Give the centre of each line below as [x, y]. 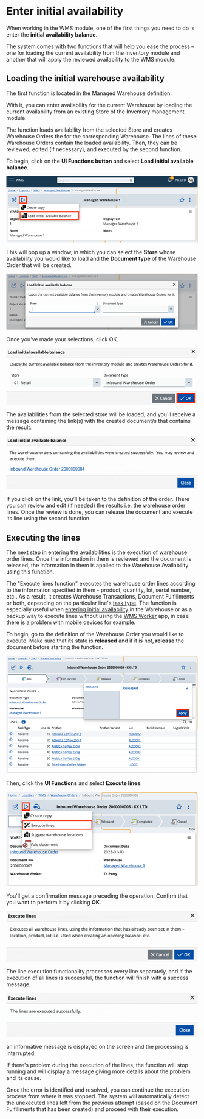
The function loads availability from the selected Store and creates [90, 130]
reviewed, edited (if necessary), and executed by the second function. [94, 149]
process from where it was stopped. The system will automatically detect [98, 1096]
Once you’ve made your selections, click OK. [62, 339]
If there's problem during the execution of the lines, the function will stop [97, 1065]
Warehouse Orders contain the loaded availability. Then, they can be [92, 143]
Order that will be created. [39, 265]
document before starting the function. [55, 647]
